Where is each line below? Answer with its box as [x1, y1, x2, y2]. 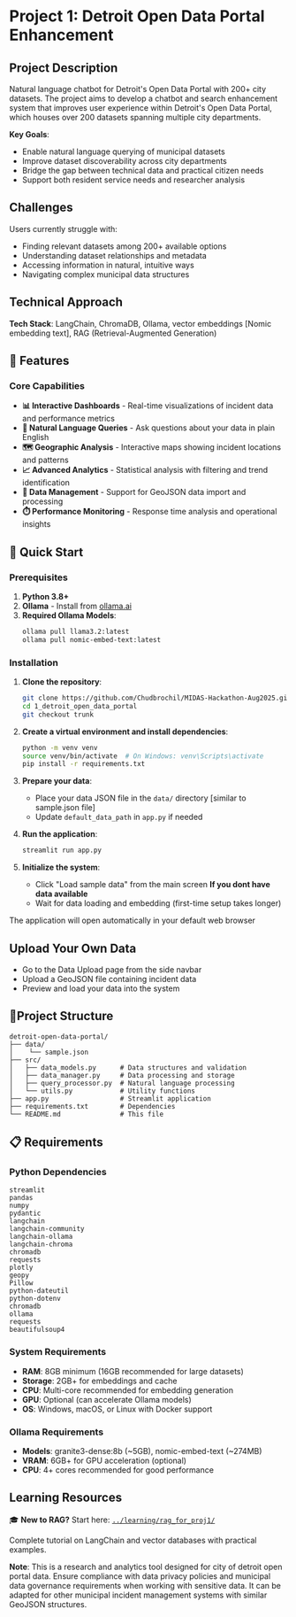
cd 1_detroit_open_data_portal [21, 701, 138, 710]
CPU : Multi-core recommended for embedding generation [21, 1384, 234, 1396]
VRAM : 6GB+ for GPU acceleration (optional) [21, 1455, 187, 1466]
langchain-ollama [9, 1233, 73, 1242]
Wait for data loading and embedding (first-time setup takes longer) [34, 898, 282, 909]
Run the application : [21, 829, 98, 839]
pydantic [9, 1209, 42, 1219]
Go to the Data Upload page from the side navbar [21, 963, 202, 975]
